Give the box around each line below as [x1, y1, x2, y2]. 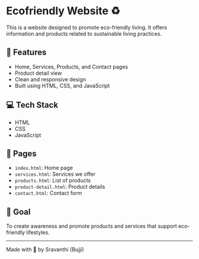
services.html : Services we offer [14, 170, 96, 178]
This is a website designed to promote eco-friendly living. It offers [6, 24, 168, 31]
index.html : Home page [14, 165, 73, 172]
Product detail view [14, 70, 62, 77]
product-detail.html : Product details [14, 183, 105, 191]
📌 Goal [6, 207, 31, 217]
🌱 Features [6, 48, 47, 58]
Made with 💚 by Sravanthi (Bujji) [6, 246, 84, 253]
